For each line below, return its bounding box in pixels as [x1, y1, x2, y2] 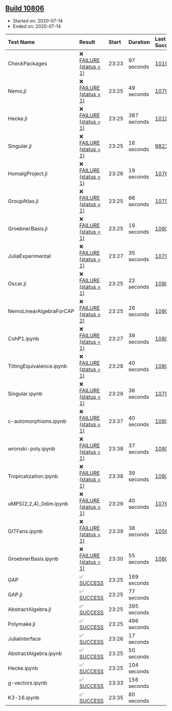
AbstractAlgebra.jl [8, 606, 51, 613]
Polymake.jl [8, 620, 36, 628]
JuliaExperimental [8, 252, 51, 260]
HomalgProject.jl [8, 170, 48, 177]
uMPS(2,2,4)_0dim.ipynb [8, 500, 68, 507]
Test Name [8, 38, 35, 46]
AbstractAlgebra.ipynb [8, 650, 62, 657]
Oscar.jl [8, 280, 27, 287]
